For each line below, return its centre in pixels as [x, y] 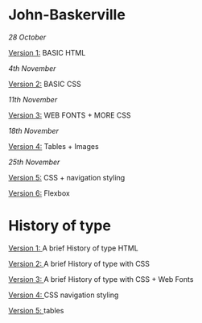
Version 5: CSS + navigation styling [67, 177]
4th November [32, 68]
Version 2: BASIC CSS [45, 84]
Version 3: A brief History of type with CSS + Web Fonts [101, 279]
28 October [27, 37]
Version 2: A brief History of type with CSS [79, 263]
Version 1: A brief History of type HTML [73, 248]
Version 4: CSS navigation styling [64, 295]
